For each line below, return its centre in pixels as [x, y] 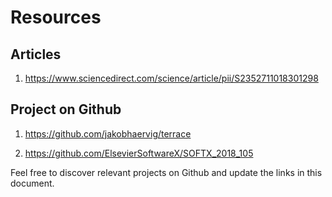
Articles [36, 54]
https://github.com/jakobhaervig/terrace [108, 133]
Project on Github [66, 109]
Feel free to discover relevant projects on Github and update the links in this [166, 172]
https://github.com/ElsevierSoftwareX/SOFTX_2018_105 [139, 153]
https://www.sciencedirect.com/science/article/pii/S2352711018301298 [171, 78]
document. [32, 183]
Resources [56, 17]
